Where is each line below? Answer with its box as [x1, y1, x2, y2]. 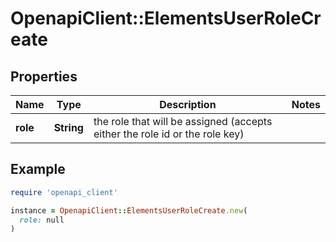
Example [10, 161, 66, 178]
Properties [10, 68, 78, 85]
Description [159, 98, 217, 111]
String [53, 121, 84, 134]
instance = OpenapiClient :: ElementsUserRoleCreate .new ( [10, 205, 248, 216]
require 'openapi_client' [10, 187, 118, 197]
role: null [19, 215, 65, 225]
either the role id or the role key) [93, 127, 245, 141]
